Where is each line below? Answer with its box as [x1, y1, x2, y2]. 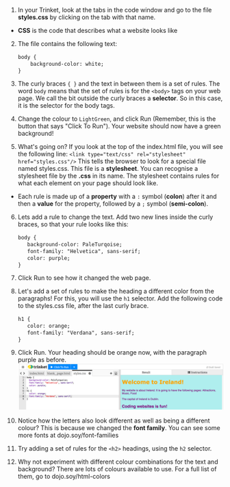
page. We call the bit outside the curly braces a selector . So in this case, [17, 94, 223, 102]
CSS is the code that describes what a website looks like [17, 27, 178, 34]
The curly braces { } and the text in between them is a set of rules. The [17, 80, 220, 88]
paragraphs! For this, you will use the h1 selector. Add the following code [17, 294, 223, 302]
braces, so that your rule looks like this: [17, 220, 129, 228]
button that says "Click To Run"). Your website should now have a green [17, 122, 221, 130]
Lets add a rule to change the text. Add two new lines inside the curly [17, 213, 214, 221]
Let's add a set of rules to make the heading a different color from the [17, 287, 214, 295]
